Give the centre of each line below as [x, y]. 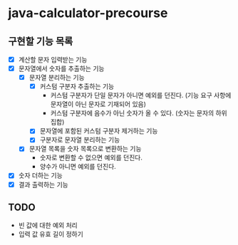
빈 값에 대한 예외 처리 [48, 225]
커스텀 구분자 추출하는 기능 [77, 86]
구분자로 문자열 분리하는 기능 [80, 140]
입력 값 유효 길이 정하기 [51, 234]
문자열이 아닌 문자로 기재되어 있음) [98, 104]
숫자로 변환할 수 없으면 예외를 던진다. [91, 157]
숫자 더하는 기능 [40, 175]
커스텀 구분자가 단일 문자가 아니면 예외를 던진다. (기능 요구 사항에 [141, 95]
